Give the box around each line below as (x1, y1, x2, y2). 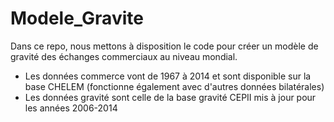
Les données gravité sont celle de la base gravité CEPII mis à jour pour (24, 91, 317, 103)
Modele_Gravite (10, 7, 144, 30)
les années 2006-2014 (24, 102, 118, 114)
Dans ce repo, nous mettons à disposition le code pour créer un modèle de (10, 40, 319, 52)
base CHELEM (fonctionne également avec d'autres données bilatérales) (24, 80, 325, 92)
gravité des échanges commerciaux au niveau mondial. (10, 50, 238, 62)
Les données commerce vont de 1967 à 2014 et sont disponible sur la (24, 70, 312, 82)
